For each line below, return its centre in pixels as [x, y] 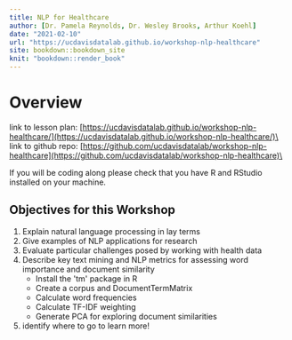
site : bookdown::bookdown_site [67, 51]
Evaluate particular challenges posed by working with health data [142, 250]
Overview [46, 103]
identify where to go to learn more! [85, 326]
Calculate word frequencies [86, 297]
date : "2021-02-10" [45, 34]
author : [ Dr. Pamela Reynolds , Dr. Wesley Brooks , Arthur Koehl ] [133, 26]
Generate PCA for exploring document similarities [126, 316]
